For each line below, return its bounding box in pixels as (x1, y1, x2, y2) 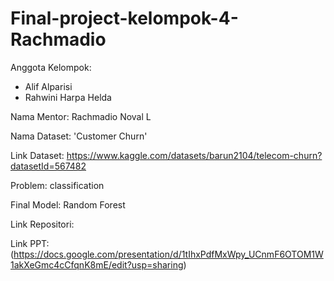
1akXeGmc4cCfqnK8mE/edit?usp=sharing (10, 258, 184, 271)
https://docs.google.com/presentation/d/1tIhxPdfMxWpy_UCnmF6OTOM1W (13, 248, 324, 260)
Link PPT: (10, 237, 50, 249)
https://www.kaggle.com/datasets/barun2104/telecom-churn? (66, 149, 323, 161)
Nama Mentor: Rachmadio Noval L (10, 110, 152, 122)
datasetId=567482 (10, 160, 87, 172)
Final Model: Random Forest (10, 198, 126, 211)
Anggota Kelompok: (10, 61, 92, 73)
